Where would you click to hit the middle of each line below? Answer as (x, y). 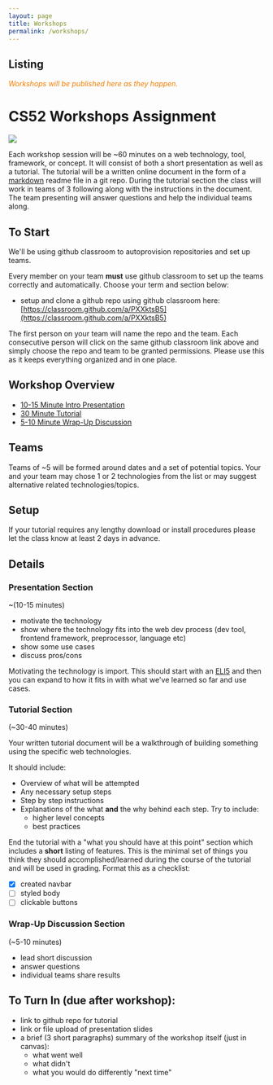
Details (26, 564)
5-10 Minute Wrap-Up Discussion (76, 422)
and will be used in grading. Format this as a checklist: (100, 868)
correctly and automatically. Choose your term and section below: (119, 284)
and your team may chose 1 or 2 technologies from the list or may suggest (133, 476)
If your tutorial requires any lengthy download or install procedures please (132, 529)
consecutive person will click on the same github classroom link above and (134, 342)
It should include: (37, 767)
